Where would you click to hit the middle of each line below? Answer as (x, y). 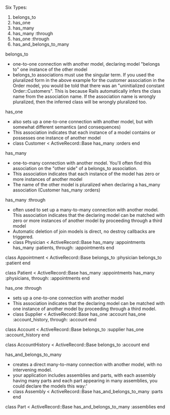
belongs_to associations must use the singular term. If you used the (83, 75)
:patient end (18, 263)
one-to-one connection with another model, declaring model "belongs (86, 64)
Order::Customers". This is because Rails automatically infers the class (87, 91)
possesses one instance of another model (56, 138)
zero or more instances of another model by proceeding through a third (87, 220)
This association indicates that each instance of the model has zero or (86, 174)
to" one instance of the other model (50, 69)
